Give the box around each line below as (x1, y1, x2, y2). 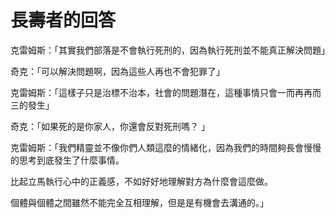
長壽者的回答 (10, 9, 117, 32)
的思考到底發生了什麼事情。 (10, 154, 125, 166)
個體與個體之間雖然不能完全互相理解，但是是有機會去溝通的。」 (10, 196, 269, 208)
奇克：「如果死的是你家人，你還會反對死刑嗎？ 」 (10, 120, 210, 132)
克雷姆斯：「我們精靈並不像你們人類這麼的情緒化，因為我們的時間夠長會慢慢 (10, 141, 322, 153)
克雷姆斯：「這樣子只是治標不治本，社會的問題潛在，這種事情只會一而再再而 (10, 86, 322, 98)
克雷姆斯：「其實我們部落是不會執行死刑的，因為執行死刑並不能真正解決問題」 (10, 44, 330, 56)
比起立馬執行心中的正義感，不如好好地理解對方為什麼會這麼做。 (10, 175, 273, 187)
